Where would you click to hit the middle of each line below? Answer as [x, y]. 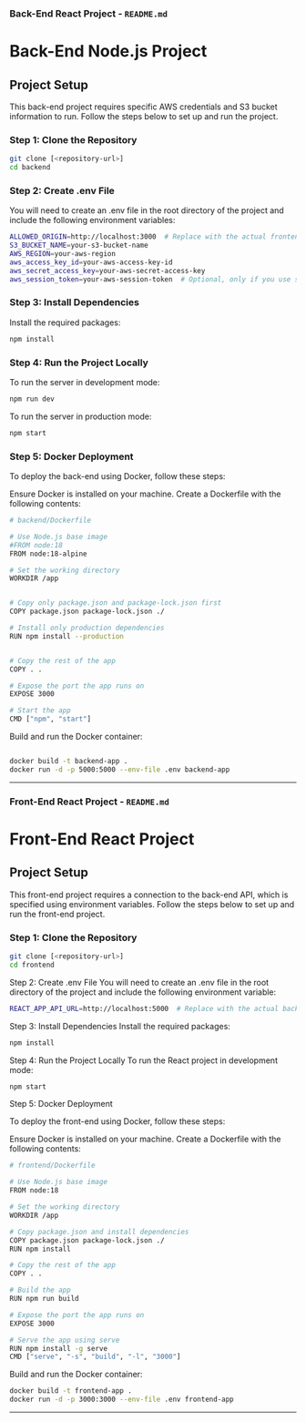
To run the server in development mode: [85, 382]
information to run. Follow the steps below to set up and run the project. [144, 116]
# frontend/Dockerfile [52, 1166]
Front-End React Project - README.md [90, 802]
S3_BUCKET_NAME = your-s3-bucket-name [79, 246]
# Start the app [40, 711]
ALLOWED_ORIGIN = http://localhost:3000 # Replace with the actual [138, 237]
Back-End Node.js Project [108, 51]
